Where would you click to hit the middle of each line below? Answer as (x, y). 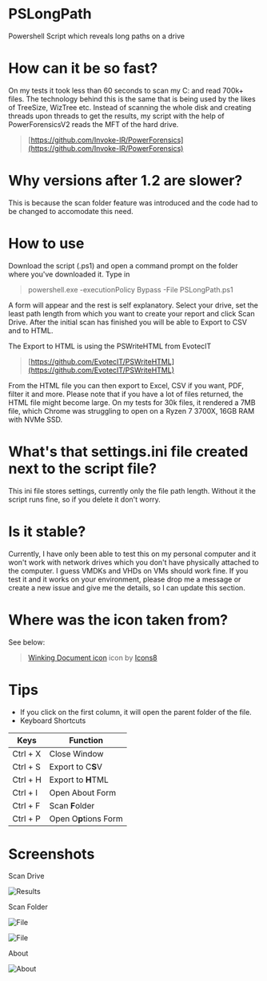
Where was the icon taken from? (118, 620)
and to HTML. (31, 330)
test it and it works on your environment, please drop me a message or (125, 579)
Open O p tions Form (86, 818)
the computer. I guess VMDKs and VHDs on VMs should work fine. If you (128, 570)
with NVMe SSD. (36, 419)
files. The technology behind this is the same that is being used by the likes (132, 99)
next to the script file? (83, 469)
